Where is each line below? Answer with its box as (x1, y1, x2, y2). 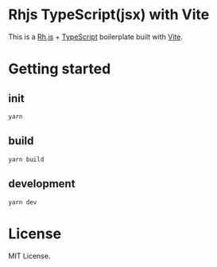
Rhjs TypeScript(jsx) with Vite (8, 6, 210, 24)
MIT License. (8, 251, 51, 261)
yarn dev (8, 198, 37, 206)
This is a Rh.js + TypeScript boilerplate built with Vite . (8, 32, 183, 41)
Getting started (8, 60, 111, 78)
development (8, 177, 76, 190)
